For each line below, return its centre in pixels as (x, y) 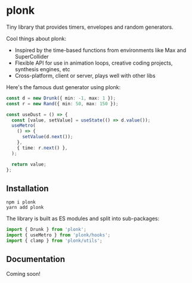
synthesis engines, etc (42, 69)
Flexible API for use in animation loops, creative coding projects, (94, 63)
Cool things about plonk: (36, 38)
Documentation (36, 259)
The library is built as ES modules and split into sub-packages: (83, 218)
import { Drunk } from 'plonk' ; (46, 230)
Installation (27, 188)
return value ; (29, 164)
